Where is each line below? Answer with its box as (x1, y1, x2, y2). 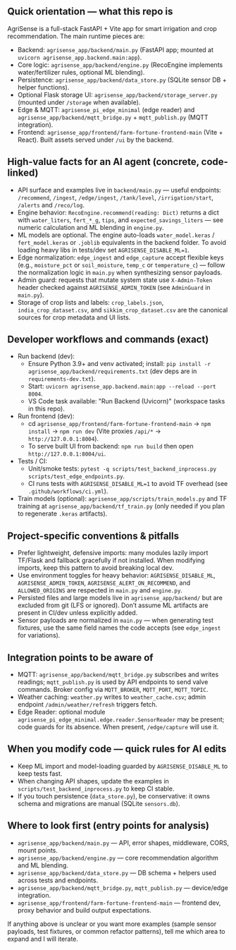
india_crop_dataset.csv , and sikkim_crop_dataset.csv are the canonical (17, 305, 228, 314)
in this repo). (27, 405, 65, 413)
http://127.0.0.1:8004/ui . (27, 449, 106, 458)
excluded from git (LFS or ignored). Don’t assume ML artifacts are (17, 601, 209, 609)
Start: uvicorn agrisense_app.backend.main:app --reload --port (27, 382, 216, 391)
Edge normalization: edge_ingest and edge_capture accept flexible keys (17, 253, 224, 262)
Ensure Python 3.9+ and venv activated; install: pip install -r (27, 360, 211, 368)
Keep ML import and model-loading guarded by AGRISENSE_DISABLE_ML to (17, 762, 228, 770)
